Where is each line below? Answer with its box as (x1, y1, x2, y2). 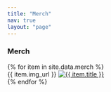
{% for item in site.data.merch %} (7, 63, 104, 71)
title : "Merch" (7, 10, 52, 18)
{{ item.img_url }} (7, 70, 57, 78)
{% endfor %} (7, 77, 48, 86)
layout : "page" (7, 23, 52, 30)
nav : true (7, 17, 37, 24)
